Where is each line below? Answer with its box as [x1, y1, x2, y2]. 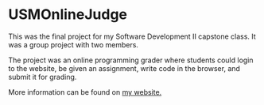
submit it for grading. [8, 72, 77, 81]
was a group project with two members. [8, 39, 139, 49]
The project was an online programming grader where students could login [8, 55, 254, 65]
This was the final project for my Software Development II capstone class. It [8, 32, 256, 41]
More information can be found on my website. [8, 87, 162, 96]
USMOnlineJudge [8, 6, 128, 24]
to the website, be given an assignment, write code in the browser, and [8, 63, 241, 73]
